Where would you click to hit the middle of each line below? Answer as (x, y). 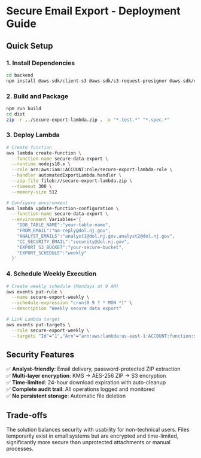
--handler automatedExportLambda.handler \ (66, 175)
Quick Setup (30, 46)
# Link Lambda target (33, 319)
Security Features (40, 354)
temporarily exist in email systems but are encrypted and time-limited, (92, 436)
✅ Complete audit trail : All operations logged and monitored (81, 389)
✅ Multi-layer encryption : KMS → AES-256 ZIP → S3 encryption (86, 376)
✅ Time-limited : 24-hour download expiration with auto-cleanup (86, 383)
